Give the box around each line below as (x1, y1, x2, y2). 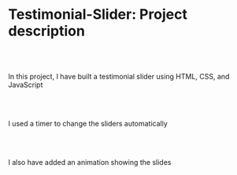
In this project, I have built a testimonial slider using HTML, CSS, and (8, 71, 230, 81)
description (8, 22, 85, 40)
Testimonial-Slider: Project (8, 5, 187, 24)
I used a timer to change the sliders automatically (8, 118, 168, 128)
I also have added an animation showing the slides (8, 157, 172, 166)
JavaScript (8, 80, 43, 89)
